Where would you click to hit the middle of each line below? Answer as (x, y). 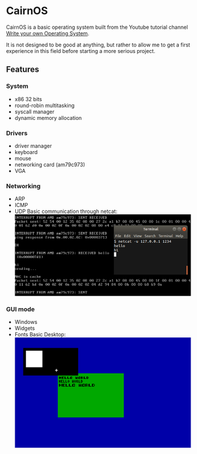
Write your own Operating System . (48, 33)
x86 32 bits (28, 99)
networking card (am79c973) (50, 164)
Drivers (17, 133)
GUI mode (21, 309)
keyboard (26, 152)
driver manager (33, 146)
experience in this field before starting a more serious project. (81, 51)
